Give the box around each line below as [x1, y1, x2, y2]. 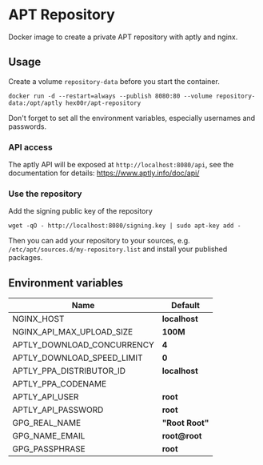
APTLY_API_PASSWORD [12, 404, 104, 415]
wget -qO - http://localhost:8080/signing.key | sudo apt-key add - [8, 222, 241, 230]
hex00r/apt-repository [65, 98, 141, 107]
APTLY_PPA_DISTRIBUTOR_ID [12, 366, 126, 377]
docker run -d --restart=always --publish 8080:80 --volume [8, 92, 213, 100]
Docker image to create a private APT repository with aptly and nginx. [8, 32, 238, 42]
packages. [8, 253, 43, 263]
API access [8, 142, 54, 153]
